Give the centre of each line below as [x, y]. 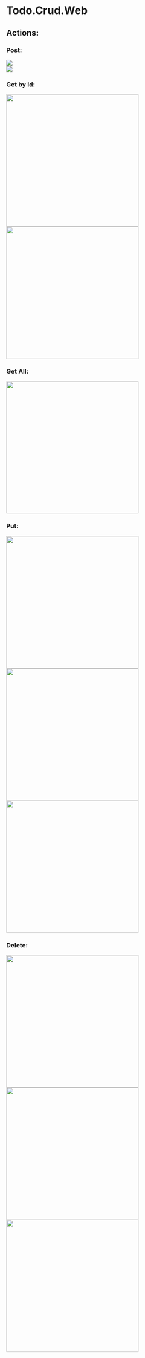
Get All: [18, 371]
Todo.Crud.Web [47, 11]
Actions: [23, 33]
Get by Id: [21, 84]
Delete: [17, 945]
